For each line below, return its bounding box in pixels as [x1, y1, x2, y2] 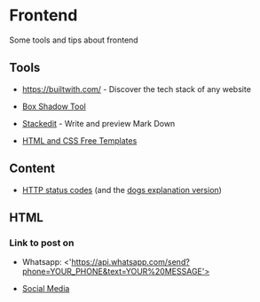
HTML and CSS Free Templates [21, 135, 138, 146]
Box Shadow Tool [21, 101, 86, 112]
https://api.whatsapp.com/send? [71, 257, 191, 267]
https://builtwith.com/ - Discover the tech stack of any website [21, 83, 251, 94]
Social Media [21, 283, 70, 294]
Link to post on [9, 236, 75, 249]
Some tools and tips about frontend [9, 35, 139, 45]
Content [9, 161, 56, 176]
